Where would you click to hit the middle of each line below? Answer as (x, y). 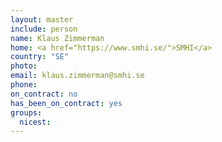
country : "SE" (40, 57)
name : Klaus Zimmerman (57, 38)
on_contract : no (44, 94)
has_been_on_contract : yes (66, 103)
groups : (26, 112)
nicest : (35, 122)
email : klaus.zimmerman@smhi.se (77, 76)
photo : (24, 66)
